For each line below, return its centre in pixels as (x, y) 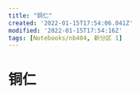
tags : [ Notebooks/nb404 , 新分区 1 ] (66, 38)
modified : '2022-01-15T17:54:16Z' (66, 30)
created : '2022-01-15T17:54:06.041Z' (71, 23)
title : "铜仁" (31, 16)
